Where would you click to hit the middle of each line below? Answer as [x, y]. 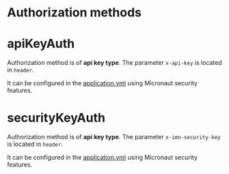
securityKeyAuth [56, 118]
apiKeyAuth [41, 44]
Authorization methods [75, 13]
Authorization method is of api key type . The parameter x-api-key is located [114, 63]
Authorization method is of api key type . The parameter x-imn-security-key [114, 137]
